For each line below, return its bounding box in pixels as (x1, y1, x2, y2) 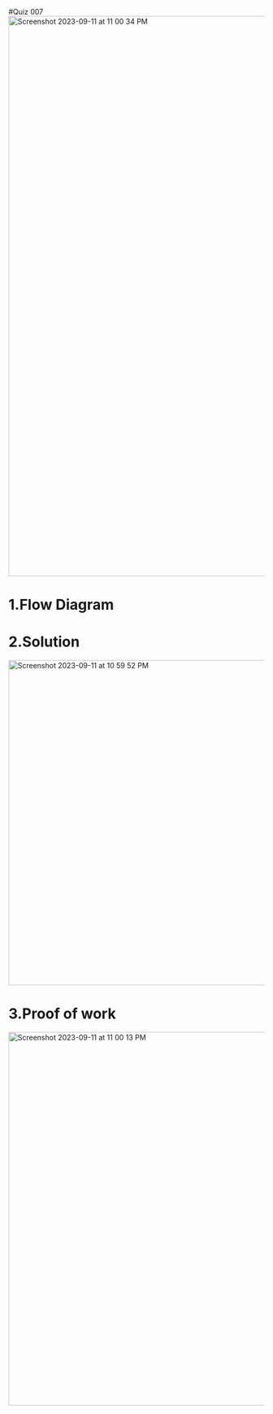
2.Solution (8, 633, 80, 651)
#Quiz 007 (8, 7, 44, 16)
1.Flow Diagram (8, 596, 115, 614)
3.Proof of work (8, 1005, 116, 1023)
